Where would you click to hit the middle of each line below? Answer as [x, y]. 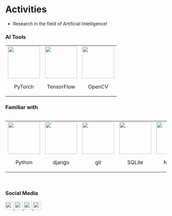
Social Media [22, 193]
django [61, 162]
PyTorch [24, 87]
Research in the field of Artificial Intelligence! [60, 24]
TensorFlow [61, 87]
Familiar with [22, 107]
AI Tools [16, 37]
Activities [26, 9]
